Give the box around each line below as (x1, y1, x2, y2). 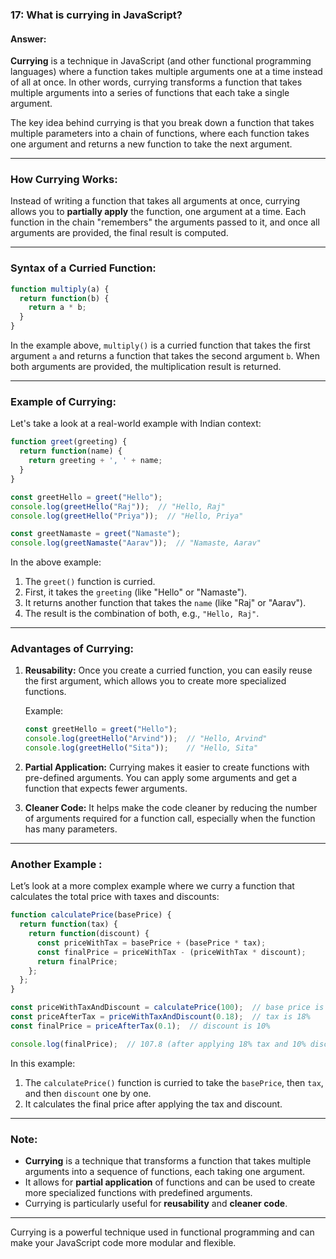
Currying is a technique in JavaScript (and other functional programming (10, 55, 312, 67)
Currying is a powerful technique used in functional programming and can (10, 1226, 315, 1238)
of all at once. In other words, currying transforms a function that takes (10, 76, 303, 88)
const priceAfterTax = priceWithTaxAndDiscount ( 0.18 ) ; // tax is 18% (10, 1012, 311, 1022)
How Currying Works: (10, 173, 118, 187)
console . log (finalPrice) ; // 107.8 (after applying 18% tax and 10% (10, 1039, 307, 1049)
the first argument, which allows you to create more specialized (24, 675, 287, 687)
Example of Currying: (10, 395, 117, 409)
